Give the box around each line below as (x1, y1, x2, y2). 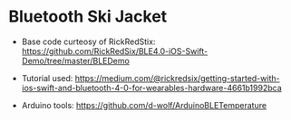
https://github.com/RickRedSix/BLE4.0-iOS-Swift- (21, 45, 209, 56)
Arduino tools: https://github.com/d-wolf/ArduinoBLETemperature (21, 99, 267, 110)
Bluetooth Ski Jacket (8, 6, 168, 27)
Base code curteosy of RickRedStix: (21, 36, 156, 47)
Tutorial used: (21, 72, 73, 83)
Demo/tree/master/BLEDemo (21, 55, 131, 66)
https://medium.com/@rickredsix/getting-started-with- (74, 72, 280, 83)
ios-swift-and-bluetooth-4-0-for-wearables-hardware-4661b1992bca (21, 82, 282, 93)
